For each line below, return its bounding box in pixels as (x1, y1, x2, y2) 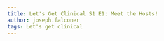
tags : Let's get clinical (7, 23, 83, 30)
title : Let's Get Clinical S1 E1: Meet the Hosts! (7, 10, 158, 17)
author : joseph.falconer (7, 17, 80, 24)
